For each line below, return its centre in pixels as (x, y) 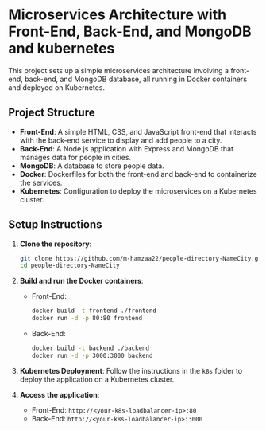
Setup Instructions (55, 225)
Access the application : (60, 394)
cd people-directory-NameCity (70, 266)
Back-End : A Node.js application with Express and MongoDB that (127, 148)
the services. (41, 182)
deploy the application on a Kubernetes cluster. (97, 379)
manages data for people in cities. (75, 157)
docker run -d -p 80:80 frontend (87, 319)
